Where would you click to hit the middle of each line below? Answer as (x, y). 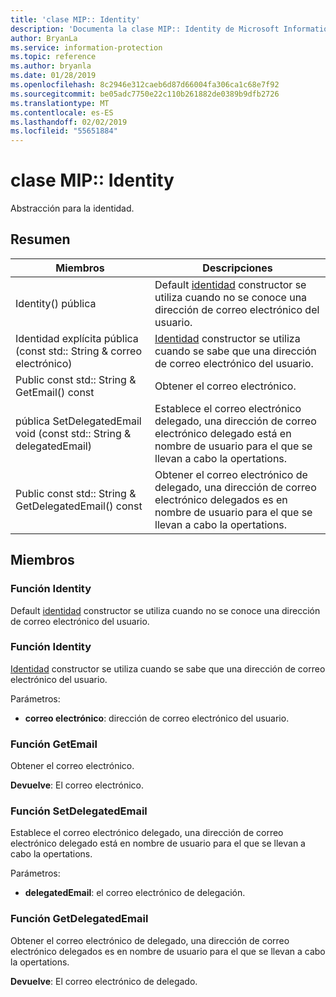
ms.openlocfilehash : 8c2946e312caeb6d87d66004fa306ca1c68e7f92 (145, 85)
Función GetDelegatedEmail (79, 919)
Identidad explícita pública (77, 338)
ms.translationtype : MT (60, 103)
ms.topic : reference (53, 57)
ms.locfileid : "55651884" (64, 131)
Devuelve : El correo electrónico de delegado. (104, 981)
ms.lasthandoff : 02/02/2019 (69, 122)
